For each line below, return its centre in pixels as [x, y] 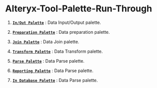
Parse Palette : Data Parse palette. [48, 61]
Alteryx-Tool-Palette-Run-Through [79, 9]
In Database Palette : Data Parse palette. [55, 80]
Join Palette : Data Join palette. [46, 42]
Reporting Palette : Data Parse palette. [53, 71]
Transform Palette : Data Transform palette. [58, 51]
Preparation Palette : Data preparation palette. [61, 32]
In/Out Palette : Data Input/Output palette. [57, 22]
